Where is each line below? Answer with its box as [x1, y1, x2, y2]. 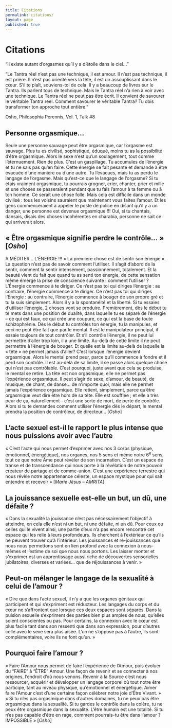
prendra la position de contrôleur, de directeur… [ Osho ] [5, 409, 122, 415]
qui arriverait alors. [5, 219, 45, 225]
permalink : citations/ [5, 12, 54, 17]
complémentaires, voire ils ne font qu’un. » [5, 634, 95, 640]
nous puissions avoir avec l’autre [5, 432, 113, 440]
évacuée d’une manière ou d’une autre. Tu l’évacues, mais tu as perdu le [5, 170, 158, 175]
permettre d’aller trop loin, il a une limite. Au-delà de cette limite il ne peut [5, 338, 160, 344]
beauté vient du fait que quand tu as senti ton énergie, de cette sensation [5, 272, 160, 278]
